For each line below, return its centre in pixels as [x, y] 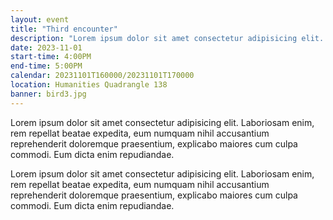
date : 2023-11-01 [46, 47]
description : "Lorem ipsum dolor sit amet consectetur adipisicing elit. [167, 38]
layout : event [40, 19]
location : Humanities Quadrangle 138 [89, 85]
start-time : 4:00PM [51, 57]
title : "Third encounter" [64, 29]
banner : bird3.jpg [48, 94]
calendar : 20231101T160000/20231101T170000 [102, 76]
